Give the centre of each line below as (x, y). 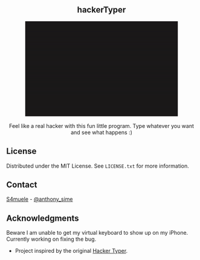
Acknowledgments (43, 218)
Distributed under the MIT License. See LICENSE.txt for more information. (98, 166)
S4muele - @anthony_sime (40, 199)
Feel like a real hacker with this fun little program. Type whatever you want (102, 125)
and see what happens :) (102, 132)
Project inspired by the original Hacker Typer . (71, 251)
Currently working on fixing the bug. (51, 239)
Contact (22, 185)
